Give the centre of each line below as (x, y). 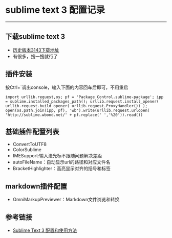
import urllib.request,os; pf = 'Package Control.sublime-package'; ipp (84, 97)
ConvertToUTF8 (30, 144)
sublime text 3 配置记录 (55, 10)
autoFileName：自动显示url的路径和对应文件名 (61, 162)
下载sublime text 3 (35, 37)
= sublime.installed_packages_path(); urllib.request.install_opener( (82, 101)
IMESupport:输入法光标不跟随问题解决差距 (57, 156)
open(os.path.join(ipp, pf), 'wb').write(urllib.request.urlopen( (78, 110)
